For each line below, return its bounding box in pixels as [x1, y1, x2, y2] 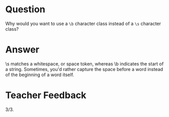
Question [5, 4, 45, 15]
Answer [5, 44, 40, 56]
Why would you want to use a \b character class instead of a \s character [5, 20, 161, 27]
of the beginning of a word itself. [5, 72, 74, 78]
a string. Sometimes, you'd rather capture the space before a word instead [5, 66, 163, 72]
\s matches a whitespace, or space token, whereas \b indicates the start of [5, 60, 164, 67]
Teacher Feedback [5, 89, 86, 101]
